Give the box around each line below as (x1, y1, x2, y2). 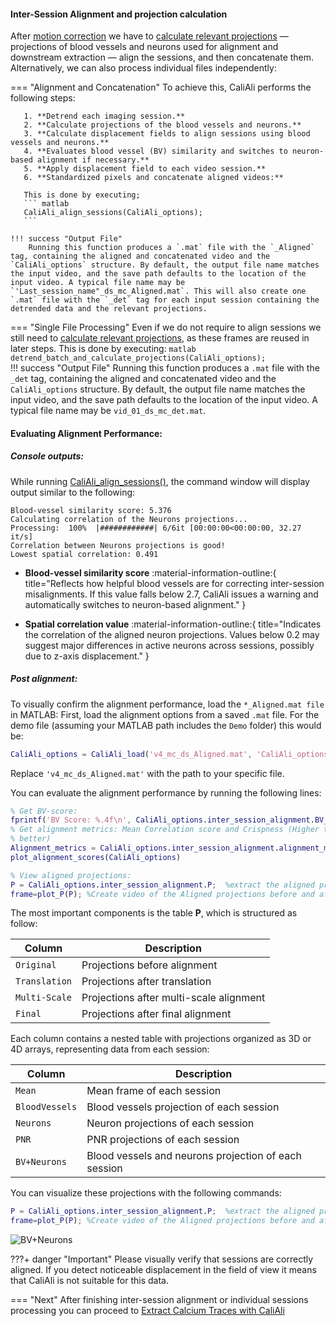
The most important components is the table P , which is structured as (10, 907, 298, 919)
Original (15, 960, 57, 971)
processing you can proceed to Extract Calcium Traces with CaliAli (10, 1305, 285, 1317)
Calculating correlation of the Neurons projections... (10, 514, 248, 524)
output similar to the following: (10, 486, 136, 498)
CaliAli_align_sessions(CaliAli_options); (23, 208, 203, 218)
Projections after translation (81, 975, 212, 989)
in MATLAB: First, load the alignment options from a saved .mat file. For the (10, 708, 320, 720)
